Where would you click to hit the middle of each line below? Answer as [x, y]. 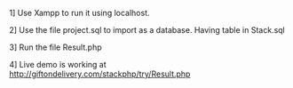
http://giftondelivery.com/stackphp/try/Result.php [100, 74]
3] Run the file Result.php [55, 47]
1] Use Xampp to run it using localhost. [79, 13]
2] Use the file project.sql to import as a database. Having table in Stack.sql [147, 30]
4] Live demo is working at [58, 64]
